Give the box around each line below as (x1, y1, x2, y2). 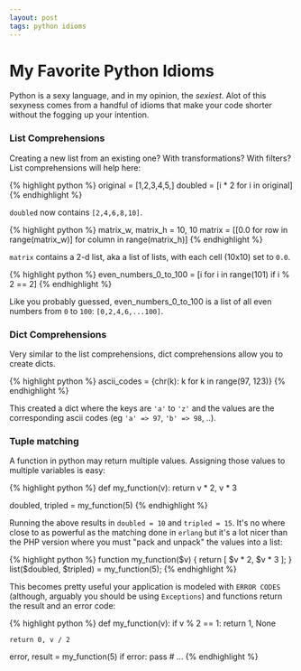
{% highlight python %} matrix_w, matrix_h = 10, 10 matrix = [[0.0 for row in (9, 224, 288, 235)
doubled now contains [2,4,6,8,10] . (9, 207, 142, 218)
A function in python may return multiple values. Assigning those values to (9, 455, 286, 466)
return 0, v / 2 (9, 636, 70, 645)
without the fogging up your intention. (9, 109, 150, 120)
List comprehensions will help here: (9, 162, 141, 172)
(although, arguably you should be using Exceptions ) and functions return (9, 591, 283, 601)
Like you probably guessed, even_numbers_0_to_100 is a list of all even (9, 295, 272, 307)
